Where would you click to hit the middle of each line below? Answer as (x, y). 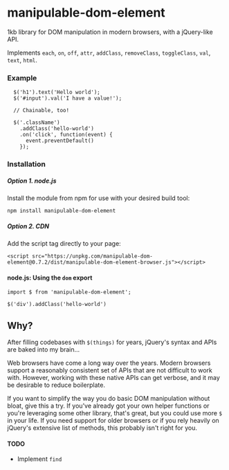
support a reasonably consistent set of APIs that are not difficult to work (110, 370)
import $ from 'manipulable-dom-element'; (69, 292)
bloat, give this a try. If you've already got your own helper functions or (108, 406)
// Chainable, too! (42, 111)
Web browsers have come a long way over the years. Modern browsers (109, 363)
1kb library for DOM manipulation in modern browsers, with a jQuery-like (110, 32)
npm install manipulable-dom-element (62, 211)
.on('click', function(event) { (66, 135)
